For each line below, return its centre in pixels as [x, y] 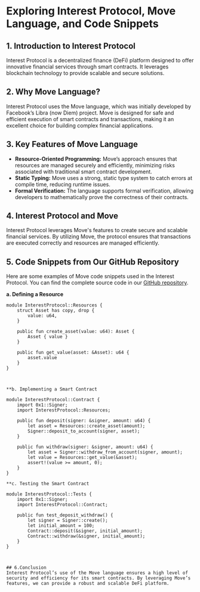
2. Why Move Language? [53, 92]
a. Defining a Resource [35, 295]
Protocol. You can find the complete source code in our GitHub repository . [97, 283]
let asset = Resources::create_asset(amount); [87, 426]
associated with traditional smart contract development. [83, 172]
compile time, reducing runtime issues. [62, 184]
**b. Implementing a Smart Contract [52, 389]
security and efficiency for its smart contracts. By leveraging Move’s [99, 578]
